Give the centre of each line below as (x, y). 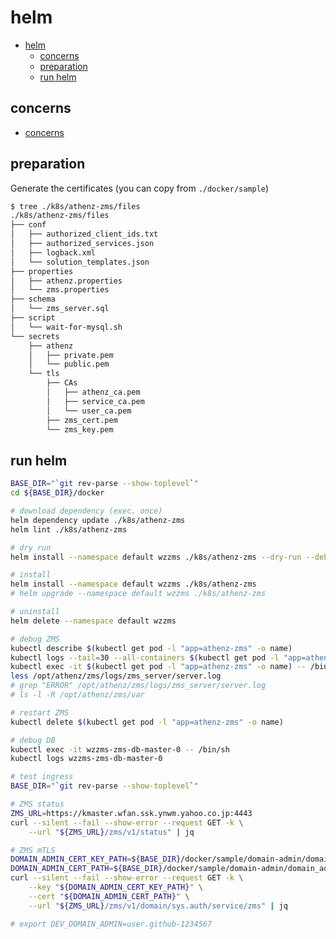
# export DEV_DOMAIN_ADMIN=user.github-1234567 (111, 924)
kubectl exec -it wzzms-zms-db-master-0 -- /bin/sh (120, 749)
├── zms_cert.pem (82, 420)
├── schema (33, 299)
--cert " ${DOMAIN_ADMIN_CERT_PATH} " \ (109, 896)
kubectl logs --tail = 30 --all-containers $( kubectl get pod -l (145, 657)
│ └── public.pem (69, 364)
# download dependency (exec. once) (86, 511)
